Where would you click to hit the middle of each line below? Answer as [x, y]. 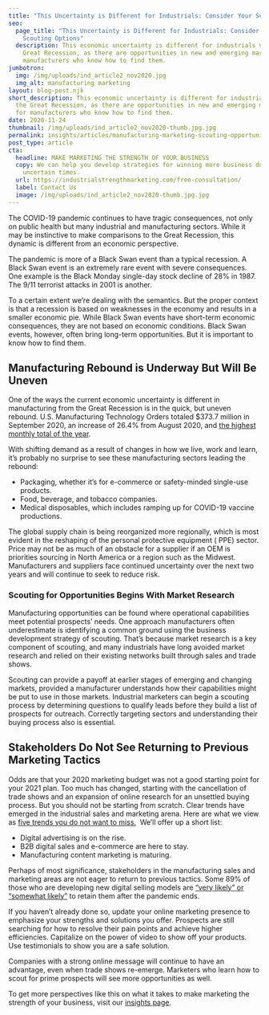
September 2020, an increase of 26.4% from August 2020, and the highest [132, 426]
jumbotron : [26, 68]
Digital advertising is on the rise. [73, 838]
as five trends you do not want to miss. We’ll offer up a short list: [115, 822]
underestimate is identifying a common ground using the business [117, 630]
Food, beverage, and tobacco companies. [88, 499]
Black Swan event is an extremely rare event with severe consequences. [128, 267]
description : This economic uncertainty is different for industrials [136, 46]
